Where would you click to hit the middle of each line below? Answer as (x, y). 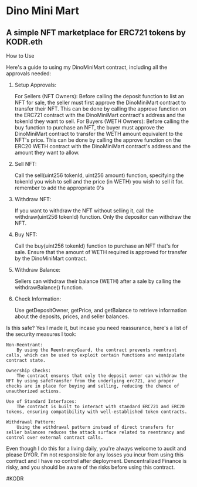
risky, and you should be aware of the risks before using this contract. (91, 467)
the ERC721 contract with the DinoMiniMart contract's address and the (100, 115)
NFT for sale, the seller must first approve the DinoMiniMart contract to (100, 102)
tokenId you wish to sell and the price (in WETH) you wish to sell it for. (99, 181)
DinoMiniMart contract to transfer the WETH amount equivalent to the (98, 134)
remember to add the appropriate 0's (59, 188)
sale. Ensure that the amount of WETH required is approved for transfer (101, 252)
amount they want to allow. (47, 152)
